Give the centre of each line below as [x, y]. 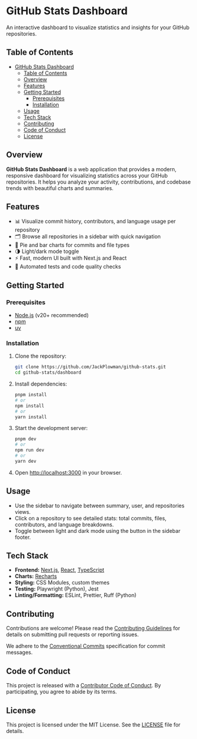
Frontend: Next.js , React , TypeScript [59, 570]
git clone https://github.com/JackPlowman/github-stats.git [90, 367]
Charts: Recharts [36, 576]
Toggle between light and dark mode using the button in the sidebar [97, 530]
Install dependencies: [41, 384]
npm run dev [29, 450]
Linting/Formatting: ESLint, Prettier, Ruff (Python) [75, 595]
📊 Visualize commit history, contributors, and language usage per [95, 222]
